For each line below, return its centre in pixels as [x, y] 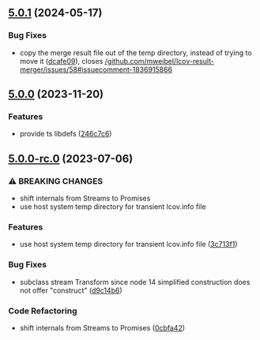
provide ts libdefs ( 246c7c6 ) [66, 134]
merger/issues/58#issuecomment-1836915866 [96, 69]
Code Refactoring [43, 311]
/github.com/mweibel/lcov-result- [160, 61]
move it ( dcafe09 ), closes [61, 61]
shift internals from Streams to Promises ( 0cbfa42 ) [102, 327]
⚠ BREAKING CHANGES [56, 181]
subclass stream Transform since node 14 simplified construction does [135, 282]
